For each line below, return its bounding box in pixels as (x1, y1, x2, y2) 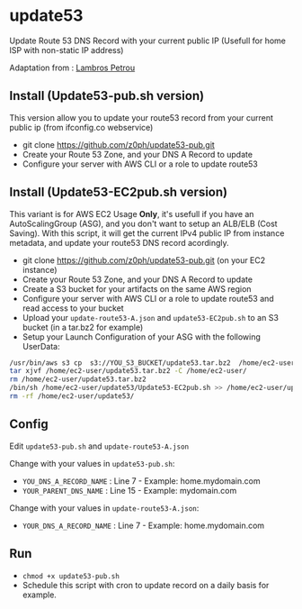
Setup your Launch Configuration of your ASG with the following (22, 331, 261, 342)
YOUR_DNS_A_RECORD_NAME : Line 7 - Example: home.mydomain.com (22, 520, 265, 531)
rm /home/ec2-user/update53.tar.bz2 (9, 375, 147, 384)
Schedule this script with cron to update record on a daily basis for (22, 579, 270, 590)
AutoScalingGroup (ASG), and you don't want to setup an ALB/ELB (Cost (9, 218, 278, 229)
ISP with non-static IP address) (9, 44, 124, 55)
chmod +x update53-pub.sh (22, 571, 120, 581)
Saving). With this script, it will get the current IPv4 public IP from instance (9, 227, 285, 239)
